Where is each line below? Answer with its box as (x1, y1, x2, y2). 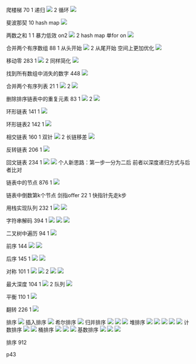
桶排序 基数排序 (38, 326, 99, 333)
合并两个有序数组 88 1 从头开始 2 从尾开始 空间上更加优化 (6, 45, 155, 51)
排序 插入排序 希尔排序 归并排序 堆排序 (6, 319, 146, 326)
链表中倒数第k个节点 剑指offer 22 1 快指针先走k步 (6, 192, 127, 198)
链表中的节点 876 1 (6, 179, 52, 186)
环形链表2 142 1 (6, 121, 45, 128)
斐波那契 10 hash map (6, 19, 60, 26)
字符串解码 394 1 (6, 217, 48, 224)
